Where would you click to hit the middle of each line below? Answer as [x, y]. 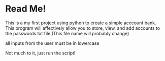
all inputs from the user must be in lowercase [52, 43]
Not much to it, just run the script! [40, 53]
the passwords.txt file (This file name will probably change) [67, 33]
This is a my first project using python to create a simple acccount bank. [81, 23]
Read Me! [26, 9]
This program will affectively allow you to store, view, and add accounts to [83, 28]
